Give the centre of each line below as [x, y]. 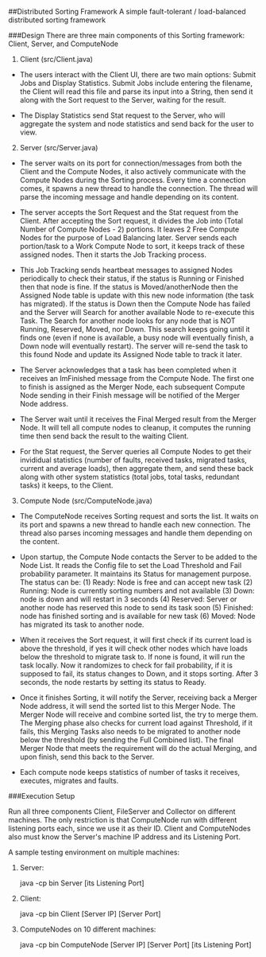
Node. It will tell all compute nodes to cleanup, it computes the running [135, 428]
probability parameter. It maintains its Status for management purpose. [135, 574]
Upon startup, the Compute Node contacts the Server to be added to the [139, 557]
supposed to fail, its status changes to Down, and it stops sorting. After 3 [139, 674]
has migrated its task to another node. [82, 624]
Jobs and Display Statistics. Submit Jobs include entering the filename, [136, 83]
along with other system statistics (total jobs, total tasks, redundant [129, 477]
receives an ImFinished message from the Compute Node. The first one [137, 378]
